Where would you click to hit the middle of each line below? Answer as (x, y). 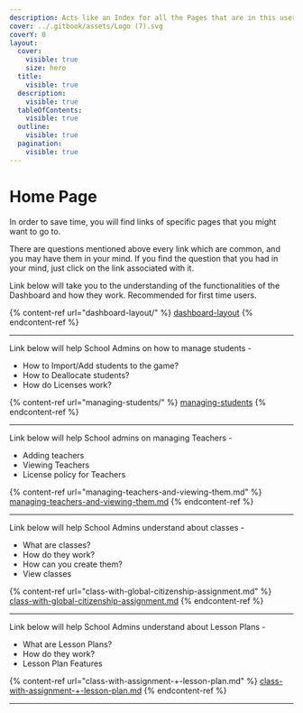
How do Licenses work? (67, 384)
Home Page (53, 196)
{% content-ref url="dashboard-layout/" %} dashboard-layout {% (131, 312)
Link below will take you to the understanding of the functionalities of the (145, 285)
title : (30, 77)
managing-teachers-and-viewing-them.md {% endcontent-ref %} (132, 501)
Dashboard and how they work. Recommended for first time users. (133, 295)
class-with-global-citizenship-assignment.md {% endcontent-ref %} (137, 600)
